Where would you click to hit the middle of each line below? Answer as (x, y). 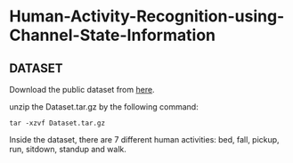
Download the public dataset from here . (82, 90)
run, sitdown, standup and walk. (68, 149)
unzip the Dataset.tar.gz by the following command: (104, 107)
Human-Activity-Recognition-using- (147, 16)
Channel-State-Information (113, 35)
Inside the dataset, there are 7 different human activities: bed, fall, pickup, (144, 139)
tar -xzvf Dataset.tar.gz (57, 123)
